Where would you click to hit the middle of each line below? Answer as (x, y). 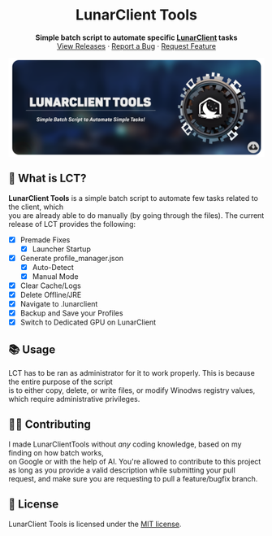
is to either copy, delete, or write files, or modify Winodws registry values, (132, 390)
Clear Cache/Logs (50, 285)
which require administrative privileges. (74, 399)
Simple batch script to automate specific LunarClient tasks (136, 37)
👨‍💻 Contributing (50, 425)
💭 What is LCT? (47, 179)
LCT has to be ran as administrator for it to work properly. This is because (132, 373)
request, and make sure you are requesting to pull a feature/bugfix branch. (133, 478)
